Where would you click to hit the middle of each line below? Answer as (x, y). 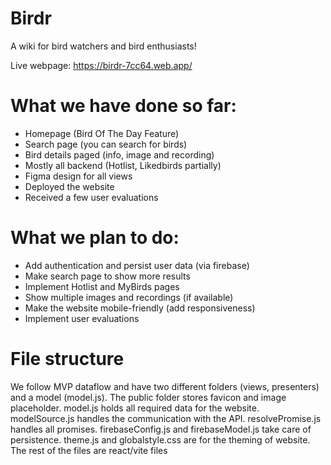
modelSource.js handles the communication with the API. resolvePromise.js (166, 418)
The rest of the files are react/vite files (89, 450)
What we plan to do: (95, 238)
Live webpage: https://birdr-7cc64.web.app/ (101, 65)
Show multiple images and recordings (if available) (129, 297)
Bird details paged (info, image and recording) (119, 154)
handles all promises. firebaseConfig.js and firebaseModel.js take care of (161, 429)
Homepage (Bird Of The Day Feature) (102, 133)
